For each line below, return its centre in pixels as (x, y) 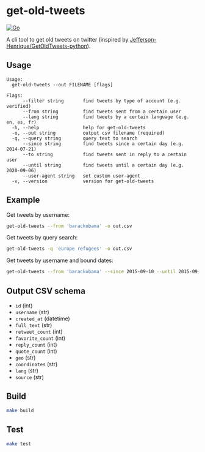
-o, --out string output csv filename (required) (88, 133)
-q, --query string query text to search (75, 138)
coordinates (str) (36, 364)
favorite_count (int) (40, 338)
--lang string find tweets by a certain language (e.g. (106, 117)
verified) (19, 106)
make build (20, 410)
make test (19, 444)
